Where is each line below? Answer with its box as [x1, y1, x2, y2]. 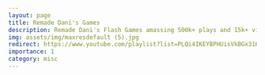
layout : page [8, 11, 51, 20]
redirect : [8, 41, 41, 48]
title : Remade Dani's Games [8, 19, 101, 27]
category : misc [8, 55, 58, 63]
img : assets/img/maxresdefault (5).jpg [8, 33, 140, 41]
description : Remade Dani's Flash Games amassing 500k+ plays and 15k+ [8, 26, 248, 34]
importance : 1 [8, 48, 55, 55]
